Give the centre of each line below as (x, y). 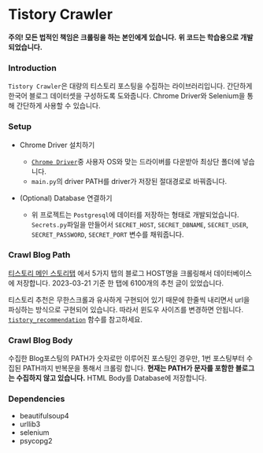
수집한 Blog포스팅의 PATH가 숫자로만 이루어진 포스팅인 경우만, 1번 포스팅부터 (127, 359)
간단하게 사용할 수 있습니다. (58, 106)
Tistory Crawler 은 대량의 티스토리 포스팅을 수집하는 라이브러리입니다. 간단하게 (130, 86)
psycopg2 (36, 441)
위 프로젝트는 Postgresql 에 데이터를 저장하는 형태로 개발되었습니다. (135, 215)
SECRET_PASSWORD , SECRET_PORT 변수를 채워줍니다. (107, 234)
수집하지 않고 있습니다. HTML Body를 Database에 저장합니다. (111, 378)
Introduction (32, 68)
